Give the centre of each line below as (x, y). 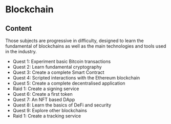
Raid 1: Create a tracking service (47, 116)
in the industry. (21, 51)
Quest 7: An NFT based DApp (44, 99)
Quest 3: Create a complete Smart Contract (58, 72)
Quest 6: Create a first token (42, 94)
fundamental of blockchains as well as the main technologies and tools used (86, 46)
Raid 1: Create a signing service (46, 89)
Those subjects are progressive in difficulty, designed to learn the (75, 40)
